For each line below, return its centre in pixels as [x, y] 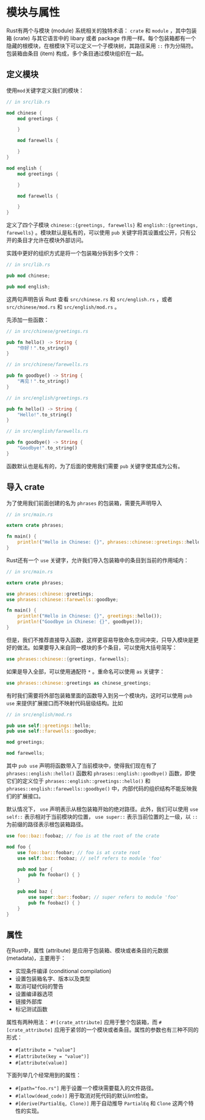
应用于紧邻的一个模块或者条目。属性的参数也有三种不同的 [126, 1030]
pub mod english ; [28, 287]
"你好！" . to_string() [43, 348]
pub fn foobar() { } [54, 875]
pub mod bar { [35, 869]
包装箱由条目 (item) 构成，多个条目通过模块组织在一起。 [77, 53]
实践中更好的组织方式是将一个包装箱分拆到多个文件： [73, 253]
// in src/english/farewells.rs [47, 431]
